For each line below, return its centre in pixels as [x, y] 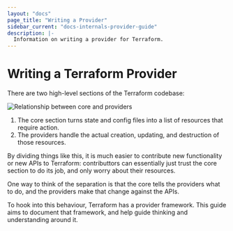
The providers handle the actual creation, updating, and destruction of [118, 135]
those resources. [42, 143]
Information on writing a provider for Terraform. [89, 40]
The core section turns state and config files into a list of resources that [120, 120]
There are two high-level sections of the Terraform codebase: [96, 93]
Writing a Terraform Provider [92, 74]
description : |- [31, 33]
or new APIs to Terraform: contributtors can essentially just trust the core [112, 164]
